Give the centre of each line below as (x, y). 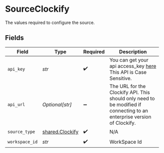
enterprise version (130, 117)
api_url (16, 104)
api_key (16, 69)
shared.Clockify (61, 132)
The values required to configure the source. (50, 22)
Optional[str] (57, 105)
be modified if (125, 105)
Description (133, 51)
